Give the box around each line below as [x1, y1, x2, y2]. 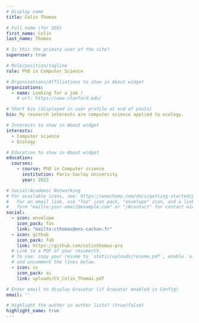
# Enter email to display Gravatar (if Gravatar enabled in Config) [6, 286, 179, 292]
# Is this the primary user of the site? [6, 47, 110, 53]
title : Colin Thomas [6, 14, 57, 20]
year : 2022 [21, 177, 49, 183]
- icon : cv [11, 264, 38, 270]
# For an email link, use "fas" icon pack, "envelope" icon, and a [6, 199, 182, 205]
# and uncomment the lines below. [11, 259, 97, 265]
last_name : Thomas [6, 36, 52, 42]
